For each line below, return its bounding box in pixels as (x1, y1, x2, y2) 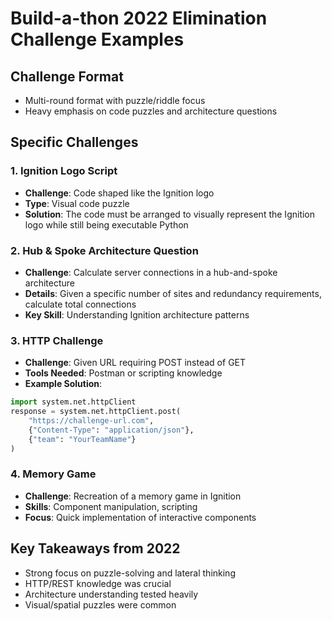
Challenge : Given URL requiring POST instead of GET (24, 357, 247, 369)
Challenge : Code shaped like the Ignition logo (24, 187, 215, 199)
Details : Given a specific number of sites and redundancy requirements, (24, 287, 322, 299)
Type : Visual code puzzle (24, 197, 130, 209)
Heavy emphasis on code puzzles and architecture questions (24, 105, 278, 117)
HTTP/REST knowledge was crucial (24, 577, 172, 589)
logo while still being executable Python (24, 218, 189, 231)
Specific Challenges (10, 134, 139, 151)
